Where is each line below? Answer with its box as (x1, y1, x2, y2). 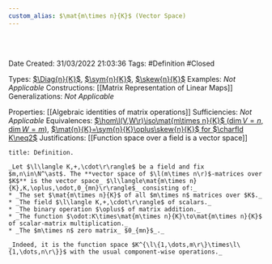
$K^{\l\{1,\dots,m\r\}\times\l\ (131, 241, 241, 249)
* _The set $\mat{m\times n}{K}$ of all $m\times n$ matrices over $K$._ (8, 191, 263, 199)
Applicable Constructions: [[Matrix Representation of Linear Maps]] (8, 83, 233, 92)
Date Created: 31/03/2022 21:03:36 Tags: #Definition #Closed (8, 58, 215, 68)
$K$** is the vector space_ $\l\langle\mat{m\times (8, 177, 186, 185)
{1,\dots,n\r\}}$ (8, 248, 67, 256)
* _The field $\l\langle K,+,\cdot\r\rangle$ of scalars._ (8, 198, 212, 207)
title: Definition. (8, 148, 74, 156)
